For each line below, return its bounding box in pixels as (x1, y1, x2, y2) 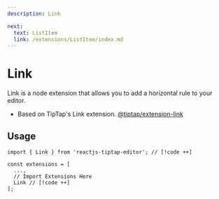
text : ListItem (13, 29, 58, 36)
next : (7, 22, 23, 30)
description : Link (7, 10, 61, 17)
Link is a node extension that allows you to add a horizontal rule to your (7, 89, 213, 98)
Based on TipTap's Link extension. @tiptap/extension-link (17, 110, 183, 119)
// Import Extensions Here (13, 173, 92, 180)
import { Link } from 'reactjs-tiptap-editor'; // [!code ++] (7, 149, 192, 156)
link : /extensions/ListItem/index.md (13, 36, 124, 43)
